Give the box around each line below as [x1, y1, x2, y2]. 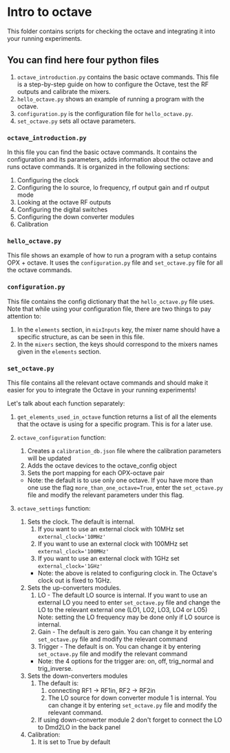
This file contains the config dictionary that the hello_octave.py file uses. [7, 297, 215, 305]
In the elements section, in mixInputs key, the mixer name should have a [17, 325, 220, 334]
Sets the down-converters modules [27, 671, 128, 680]
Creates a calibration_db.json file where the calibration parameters [27, 446, 222, 455]
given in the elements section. [17, 347, 101, 356]
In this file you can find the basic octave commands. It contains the [7, 148, 198, 156]
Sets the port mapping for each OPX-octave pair [27, 468, 165, 477]
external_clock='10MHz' [37, 533, 106, 540]
